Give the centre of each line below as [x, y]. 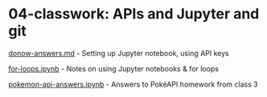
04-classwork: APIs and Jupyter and [134, 14]
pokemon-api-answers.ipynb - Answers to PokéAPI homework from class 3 [133, 84]
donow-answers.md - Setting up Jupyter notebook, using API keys [119, 53]
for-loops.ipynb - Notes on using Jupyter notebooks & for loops [114, 68]
